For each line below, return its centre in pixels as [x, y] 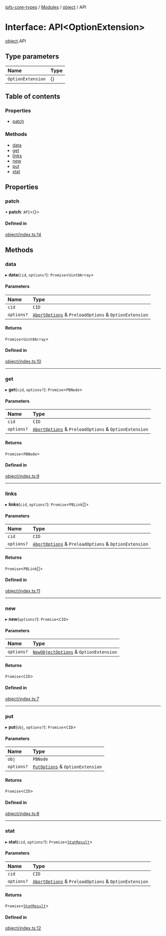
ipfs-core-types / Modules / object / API [46, 7]
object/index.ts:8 [22, 813]
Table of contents [33, 97]
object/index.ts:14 [23, 234]
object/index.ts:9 [22, 476]
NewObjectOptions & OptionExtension [75, 652]
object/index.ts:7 [22, 699]
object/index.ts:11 [23, 591]
